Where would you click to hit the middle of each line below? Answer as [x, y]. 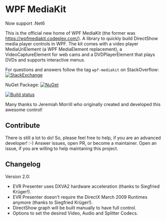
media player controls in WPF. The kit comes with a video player [72, 43]
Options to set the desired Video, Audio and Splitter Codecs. [75, 213]
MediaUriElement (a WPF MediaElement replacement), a [64, 49]
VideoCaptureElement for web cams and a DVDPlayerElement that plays [80, 54]
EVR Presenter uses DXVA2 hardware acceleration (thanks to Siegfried [86, 186]
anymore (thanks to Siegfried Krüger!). [53, 202]
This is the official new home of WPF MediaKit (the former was [70, 33]
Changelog [23, 164]
